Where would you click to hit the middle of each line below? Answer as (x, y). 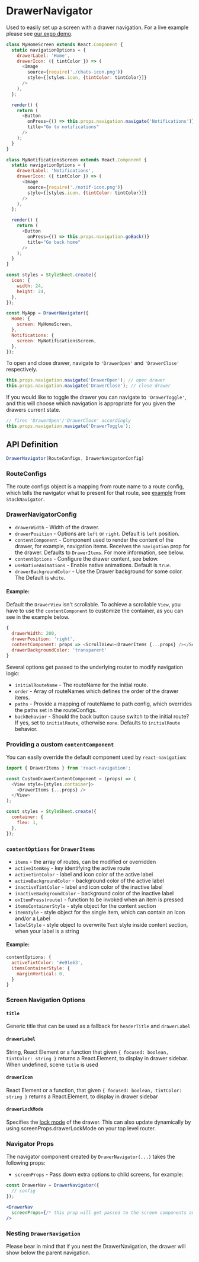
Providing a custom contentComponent (60, 744)
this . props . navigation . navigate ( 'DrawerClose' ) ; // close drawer (88, 386)
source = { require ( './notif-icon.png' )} (75, 187)
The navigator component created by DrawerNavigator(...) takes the (91, 1157)
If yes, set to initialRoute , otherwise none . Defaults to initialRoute (97, 723)
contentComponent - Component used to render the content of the (94, 540)
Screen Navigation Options (46, 1000)
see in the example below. (38, 617)
